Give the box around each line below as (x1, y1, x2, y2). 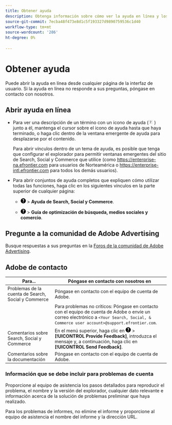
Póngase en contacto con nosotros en (68, 278, 152, 284)
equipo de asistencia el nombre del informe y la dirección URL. (5, 414, 138, 420)
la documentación (7, 356, 46, 362)
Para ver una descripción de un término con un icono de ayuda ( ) (12, 119, 156, 125)
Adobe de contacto (5, 263, 68, 272)
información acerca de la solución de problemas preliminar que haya (5, 393, 150, 399)
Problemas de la (7, 286, 42, 291)
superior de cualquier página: (12, 188, 75, 194)
